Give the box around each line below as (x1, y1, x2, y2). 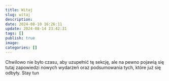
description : (5, 17, 33, 22)
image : (5, 40, 19, 46)
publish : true (5, 36, 36, 41)
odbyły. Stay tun (5, 69, 40, 76)
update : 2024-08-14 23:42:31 (5, 26, 67, 31)
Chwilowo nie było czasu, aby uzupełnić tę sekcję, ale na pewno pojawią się (5, 59, 164, 65)
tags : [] (5, 31, 24, 36)
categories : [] (5, 45, 38, 50)
